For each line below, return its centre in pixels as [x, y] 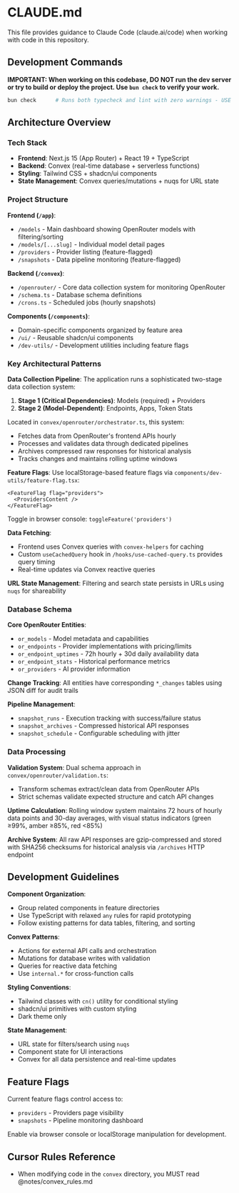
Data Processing [37, 752]
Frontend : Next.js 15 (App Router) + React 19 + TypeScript [103, 159]
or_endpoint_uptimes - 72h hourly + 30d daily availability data [108, 654]
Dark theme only [42, 1017]
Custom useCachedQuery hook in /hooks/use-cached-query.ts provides [120, 554]
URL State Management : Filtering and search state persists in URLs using [116, 583]
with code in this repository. [48, 39]
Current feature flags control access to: [65, 1099]
